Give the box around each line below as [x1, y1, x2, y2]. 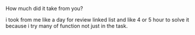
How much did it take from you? [5, 5, 83, 12]
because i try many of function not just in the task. [5, 23, 128, 29]
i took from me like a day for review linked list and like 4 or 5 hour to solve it [5, 16, 190, 23]
